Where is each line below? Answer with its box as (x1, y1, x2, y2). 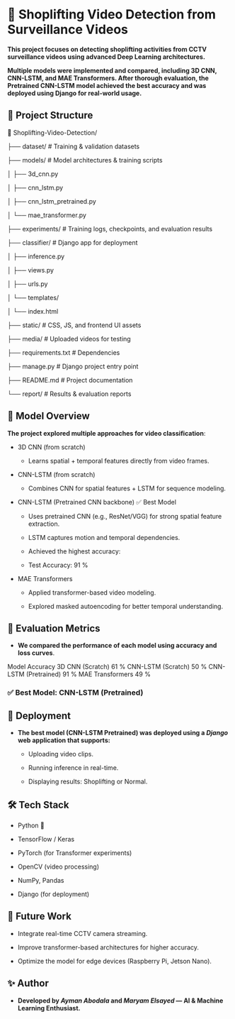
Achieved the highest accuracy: (28, 546, 121, 556)
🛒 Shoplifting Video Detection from (7, 6, 216, 23)
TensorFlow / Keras (17, 835, 75, 843)
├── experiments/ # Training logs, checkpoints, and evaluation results (7, 224, 213, 233)
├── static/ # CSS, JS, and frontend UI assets (7, 321, 142, 329)
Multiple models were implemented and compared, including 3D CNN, (7, 66, 217, 75)
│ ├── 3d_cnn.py (7, 170, 59, 178)
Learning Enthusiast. (17, 1003, 81, 1012)
